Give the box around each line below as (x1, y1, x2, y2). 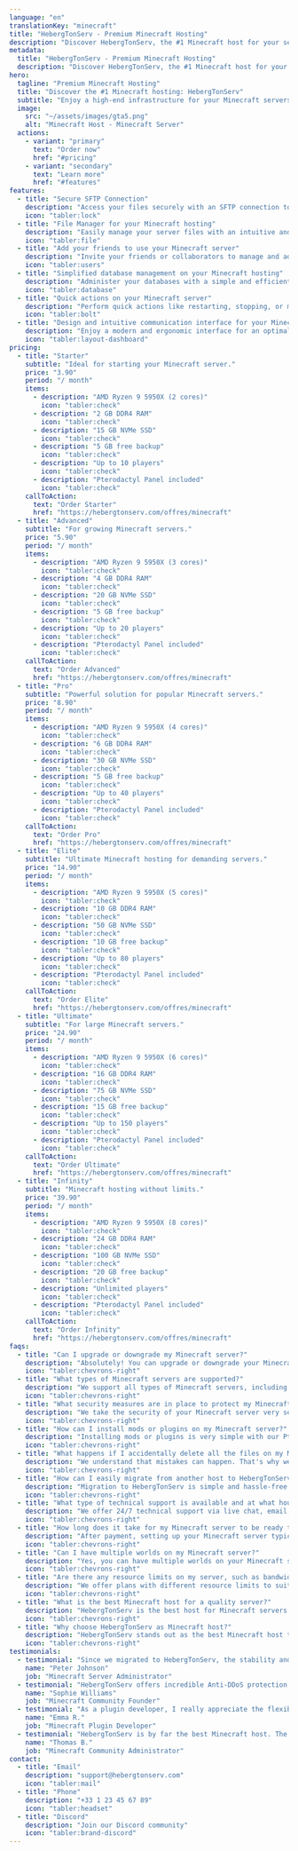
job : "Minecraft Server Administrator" (25, 1672, 173, 1681)
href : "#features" (32, 178, 101, 187)
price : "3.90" (25, 368, 77, 377)
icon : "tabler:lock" (25, 210, 101, 220)
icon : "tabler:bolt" (25, 310, 101, 320)
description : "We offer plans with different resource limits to (25, 1581, 272, 1590)
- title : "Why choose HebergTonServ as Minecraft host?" (17, 1622, 232, 1632)
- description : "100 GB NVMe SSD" (32, 1251, 161, 1261)
